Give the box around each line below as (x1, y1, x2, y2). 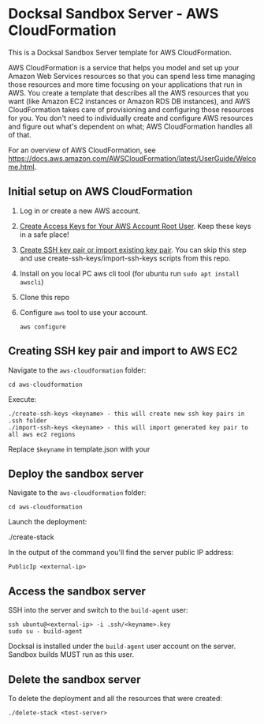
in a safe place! (19, 230, 69, 239)
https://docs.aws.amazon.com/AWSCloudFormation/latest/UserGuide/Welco (8, 153, 257, 163)
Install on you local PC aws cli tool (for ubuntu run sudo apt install (19, 268, 240, 278)
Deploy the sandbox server (8, 467, 144, 480)
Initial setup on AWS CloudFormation (8, 185, 193, 198)
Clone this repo (19, 292, 69, 302)
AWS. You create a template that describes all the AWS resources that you (8, 88, 250, 97)
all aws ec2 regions (8, 430, 76, 438)
